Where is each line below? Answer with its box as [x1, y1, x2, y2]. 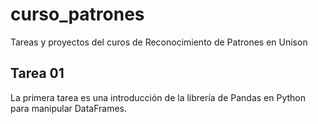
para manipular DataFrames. [10, 102, 128, 114]
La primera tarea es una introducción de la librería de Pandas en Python [10, 91, 307, 103]
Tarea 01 [10, 65, 65, 82]
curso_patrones [10, 3, 145, 26]
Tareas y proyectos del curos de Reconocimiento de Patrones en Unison [10, 36, 308, 48]
